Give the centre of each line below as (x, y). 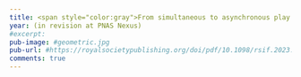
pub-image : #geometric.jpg (60, 42)
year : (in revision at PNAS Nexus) (76, 26)
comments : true (38, 58)
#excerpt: (28, 34)
